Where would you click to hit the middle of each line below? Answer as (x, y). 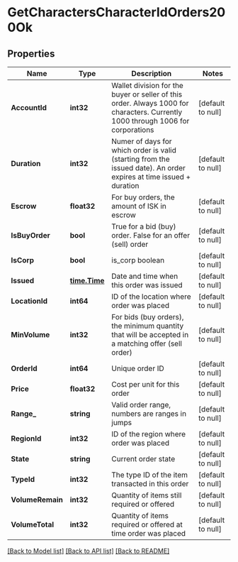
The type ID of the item (149, 475)
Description (152, 73)
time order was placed (149, 533)
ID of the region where (149, 434)
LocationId (29, 301)
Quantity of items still (147, 495)
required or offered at (147, 524)
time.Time (87, 281)
